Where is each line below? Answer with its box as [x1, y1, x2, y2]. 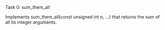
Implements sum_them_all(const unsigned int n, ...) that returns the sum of [5, 14, 160, 19]
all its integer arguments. [5, 19, 57, 25]
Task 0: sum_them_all [5, 4, 50, 10]
